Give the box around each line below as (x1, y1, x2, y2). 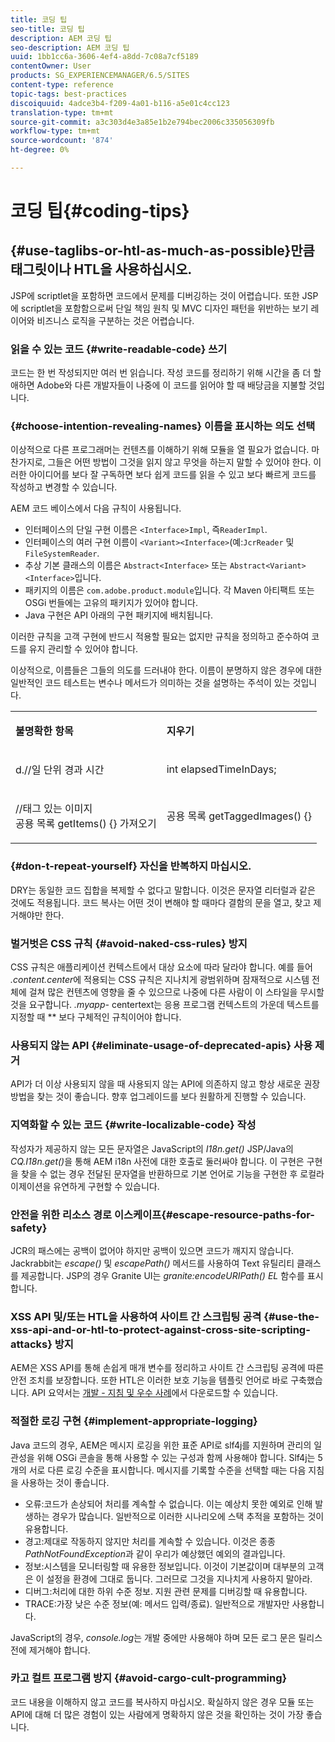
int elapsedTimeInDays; (166, 762, 277, 776)
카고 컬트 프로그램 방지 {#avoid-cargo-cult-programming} (10, 1671, 288, 1685)
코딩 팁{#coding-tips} (10, 200, 190, 223)
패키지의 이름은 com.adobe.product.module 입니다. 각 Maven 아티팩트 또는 (24, 584, 315, 596)
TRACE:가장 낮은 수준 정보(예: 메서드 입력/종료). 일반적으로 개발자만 (24, 1597, 290, 1610)
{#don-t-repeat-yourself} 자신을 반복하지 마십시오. (10, 859, 252, 873)
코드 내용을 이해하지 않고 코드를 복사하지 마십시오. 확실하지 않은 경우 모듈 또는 (10, 1696, 315, 1708)
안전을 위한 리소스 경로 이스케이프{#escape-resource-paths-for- (10, 1207, 316, 1221)
